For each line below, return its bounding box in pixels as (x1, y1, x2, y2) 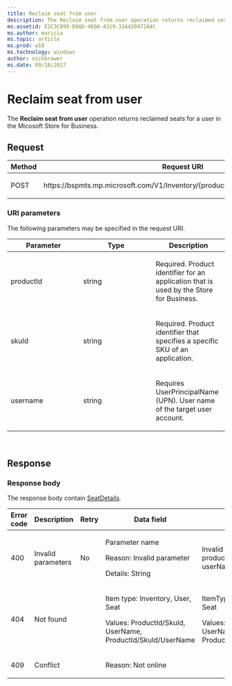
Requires (155, 378, 185, 388)
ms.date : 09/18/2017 (7, 62, 67, 68)
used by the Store (155, 285, 213, 295)
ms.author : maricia (7, 29, 64, 37)
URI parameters (7, 208, 61, 218)
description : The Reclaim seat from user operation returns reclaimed (7, 17, 215, 24)
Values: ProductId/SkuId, (105, 618, 186, 628)
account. (155, 413, 184, 423)
